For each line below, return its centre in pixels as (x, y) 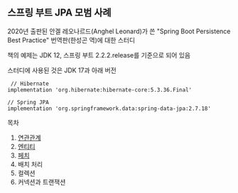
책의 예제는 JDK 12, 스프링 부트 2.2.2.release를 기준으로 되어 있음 (99, 55)
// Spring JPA (28, 102)
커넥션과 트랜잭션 (42, 182)
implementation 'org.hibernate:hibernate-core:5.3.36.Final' (100, 90)
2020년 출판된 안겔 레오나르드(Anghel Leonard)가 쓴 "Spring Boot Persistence (119, 31)
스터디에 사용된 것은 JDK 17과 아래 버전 (62, 70)
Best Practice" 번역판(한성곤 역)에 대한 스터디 (71, 40)
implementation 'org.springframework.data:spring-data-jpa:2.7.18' (109, 109)
